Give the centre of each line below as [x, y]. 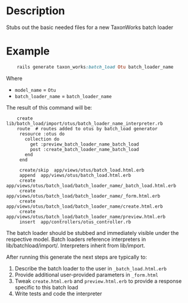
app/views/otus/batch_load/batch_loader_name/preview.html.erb [86, 217]
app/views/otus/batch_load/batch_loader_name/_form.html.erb [83, 196]
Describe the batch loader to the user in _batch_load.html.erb [91, 268]
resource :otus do [42, 134]
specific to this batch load [46, 287]
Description [36, 11]
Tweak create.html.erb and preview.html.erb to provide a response [98, 281]
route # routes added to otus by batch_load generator [87, 128]
